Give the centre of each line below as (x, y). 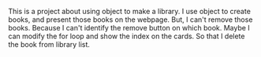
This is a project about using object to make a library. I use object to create (129, 11)
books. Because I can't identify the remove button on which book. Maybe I (129, 28)
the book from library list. (49, 45)
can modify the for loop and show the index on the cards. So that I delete (127, 36)
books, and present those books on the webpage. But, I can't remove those (130, 20)
